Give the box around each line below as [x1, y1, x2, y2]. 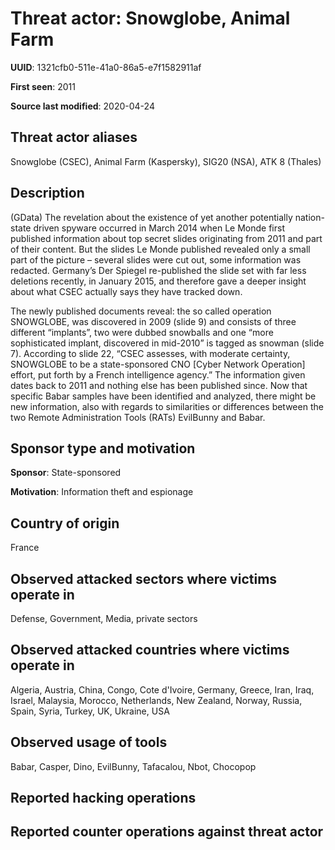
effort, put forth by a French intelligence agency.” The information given [10, 368, 306, 381]
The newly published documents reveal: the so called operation [10, 305, 272, 317]
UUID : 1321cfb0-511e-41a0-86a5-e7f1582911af [10, 61, 202, 73]
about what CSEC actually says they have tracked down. [10, 285, 243, 297]
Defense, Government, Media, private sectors [10, 613, 198, 624]
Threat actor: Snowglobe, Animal [10, 7, 291, 30]
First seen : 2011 [10, 80, 76, 92]
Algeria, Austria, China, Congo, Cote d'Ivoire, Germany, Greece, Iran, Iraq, [10, 683, 315, 696]
